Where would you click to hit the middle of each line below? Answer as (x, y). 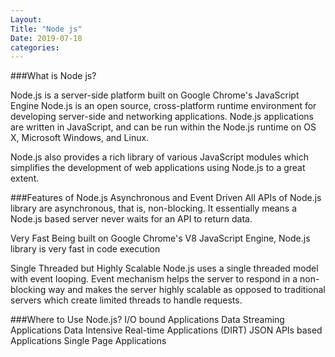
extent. (25, 178)
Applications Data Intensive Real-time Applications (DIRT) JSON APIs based (166, 330)
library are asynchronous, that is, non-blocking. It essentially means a (154, 208)
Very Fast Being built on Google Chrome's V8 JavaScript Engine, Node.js (160, 238)
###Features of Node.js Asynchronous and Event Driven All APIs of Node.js (166, 198)
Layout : (26, 19)
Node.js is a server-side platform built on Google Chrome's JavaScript (155, 95)
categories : (35, 47)
